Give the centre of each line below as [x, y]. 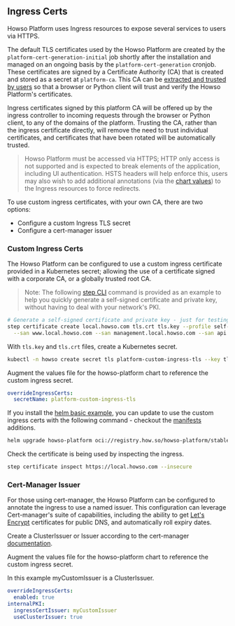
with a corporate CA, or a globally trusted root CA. [79, 279]
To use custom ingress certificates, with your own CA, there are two [105, 202]
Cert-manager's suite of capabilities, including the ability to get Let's [106, 515]
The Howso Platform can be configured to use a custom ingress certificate [115, 264]
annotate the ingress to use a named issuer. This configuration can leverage [117, 508]
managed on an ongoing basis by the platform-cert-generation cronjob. [112, 64]
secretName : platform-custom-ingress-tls [75, 400]
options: [19, 209]
